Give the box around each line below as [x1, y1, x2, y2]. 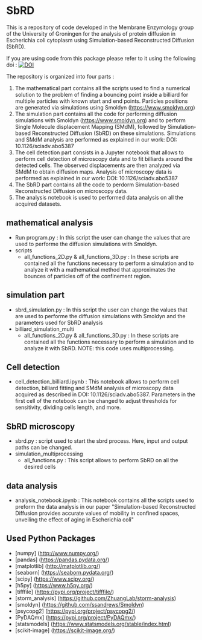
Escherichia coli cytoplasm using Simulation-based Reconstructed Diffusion [6, 36, 195, 44]
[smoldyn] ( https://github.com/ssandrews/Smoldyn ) [14, 601, 145, 608]
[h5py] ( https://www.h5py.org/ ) [14, 581, 93, 589]
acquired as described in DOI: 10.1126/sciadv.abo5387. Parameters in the [14, 391, 196, 398]
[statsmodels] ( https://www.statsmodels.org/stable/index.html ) [14, 620, 172, 627]
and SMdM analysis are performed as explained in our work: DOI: [14, 136, 178, 143]
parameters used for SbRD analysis [14, 319, 103, 326]
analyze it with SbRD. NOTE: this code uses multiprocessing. [24, 344, 175, 351]
